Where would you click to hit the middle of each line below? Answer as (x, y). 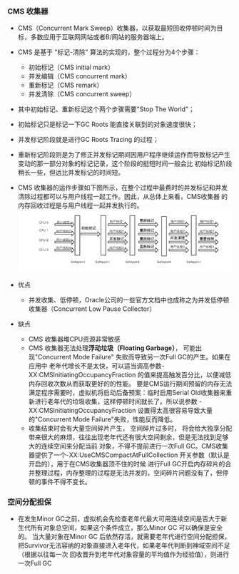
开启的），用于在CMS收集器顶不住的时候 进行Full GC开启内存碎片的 (127, 464)
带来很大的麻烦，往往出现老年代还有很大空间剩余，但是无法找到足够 (128, 437)
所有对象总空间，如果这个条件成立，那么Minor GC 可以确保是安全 (127, 528)
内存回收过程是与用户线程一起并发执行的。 (80, 205)
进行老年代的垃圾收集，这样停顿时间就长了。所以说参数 (116, 401)
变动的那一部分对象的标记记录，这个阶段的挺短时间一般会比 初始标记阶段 (125, 164)
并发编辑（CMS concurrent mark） (80, 76)
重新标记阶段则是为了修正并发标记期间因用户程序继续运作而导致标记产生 (124, 155)
